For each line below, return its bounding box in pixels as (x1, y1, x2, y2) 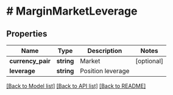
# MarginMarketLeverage (6, 4, 138, 18)
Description (87, 47, 122, 55)
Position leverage (80, 67, 130, 75)
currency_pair (9, 57, 51, 65)
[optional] (135, 57, 163, 65)
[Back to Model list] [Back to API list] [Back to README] (6, 82, 146, 90)
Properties (6, 29, 48, 39)
